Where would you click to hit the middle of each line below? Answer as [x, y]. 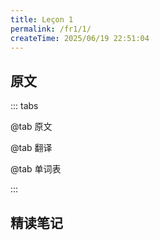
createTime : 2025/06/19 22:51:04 [80, 38]
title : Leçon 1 [42, 19]
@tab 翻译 [31, 148]
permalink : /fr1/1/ [51, 29]
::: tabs [24, 106]
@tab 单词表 [36, 169]
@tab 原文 [31, 127]
